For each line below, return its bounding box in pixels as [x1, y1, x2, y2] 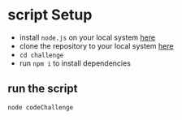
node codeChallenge [7, 103, 74, 111]
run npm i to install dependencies [19, 58, 132, 68]
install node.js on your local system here [19, 32, 156, 42]
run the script [7, 82, 78, 96]
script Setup [7, 6, 93, 24]
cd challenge [19, 51, 64, 59]
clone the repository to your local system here [19, 41, 174, 50]
